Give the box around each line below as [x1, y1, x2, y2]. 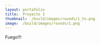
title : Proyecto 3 [5, 12, 45, 17]
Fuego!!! [5, 34, 22, 40]
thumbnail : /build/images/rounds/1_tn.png [5, 16, 96, 21]
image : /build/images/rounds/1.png [5, 21, 80, 26]
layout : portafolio [5, 7, 45, 12]
